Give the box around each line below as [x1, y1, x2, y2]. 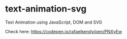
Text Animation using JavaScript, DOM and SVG [5, 19, 102, 25]
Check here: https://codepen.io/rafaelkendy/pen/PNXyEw [5, 28, 122, 34]
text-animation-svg [5, 3, 87, 14]
